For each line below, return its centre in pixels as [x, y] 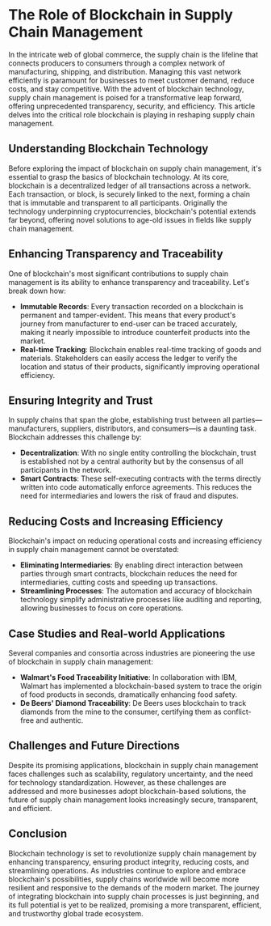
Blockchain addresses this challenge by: [75, 437]
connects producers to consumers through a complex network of [117, 63]
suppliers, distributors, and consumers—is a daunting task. [158, 429]
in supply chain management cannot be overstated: [94, 550]
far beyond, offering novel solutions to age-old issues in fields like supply [130, 219]
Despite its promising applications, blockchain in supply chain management [133, 765]
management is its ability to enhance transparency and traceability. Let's [129, 282]
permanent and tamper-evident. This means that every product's [128, 315]
